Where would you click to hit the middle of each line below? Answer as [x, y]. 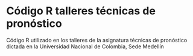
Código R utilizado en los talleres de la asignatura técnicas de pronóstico [97, 40]
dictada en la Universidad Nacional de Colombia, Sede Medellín [85, 46]
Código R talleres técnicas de [81, 11]
